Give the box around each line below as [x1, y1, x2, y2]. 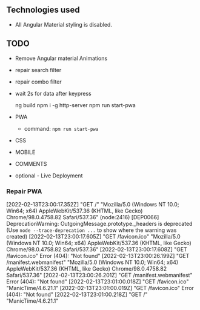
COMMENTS [15, 160, 47, 167]
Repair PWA [6, 187, 42, 196]
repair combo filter [15, 78, 62, 85]
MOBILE [15, 148, 36, 156]
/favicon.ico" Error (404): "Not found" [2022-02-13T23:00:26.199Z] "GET [6, 252, 190, 259]
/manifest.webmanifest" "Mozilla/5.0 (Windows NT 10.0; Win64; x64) [6, 259, 179, 266]
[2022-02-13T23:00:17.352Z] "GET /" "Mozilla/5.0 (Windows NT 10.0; [6, 200, 179, 208]
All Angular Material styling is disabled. [15, 21, 112, 28]
